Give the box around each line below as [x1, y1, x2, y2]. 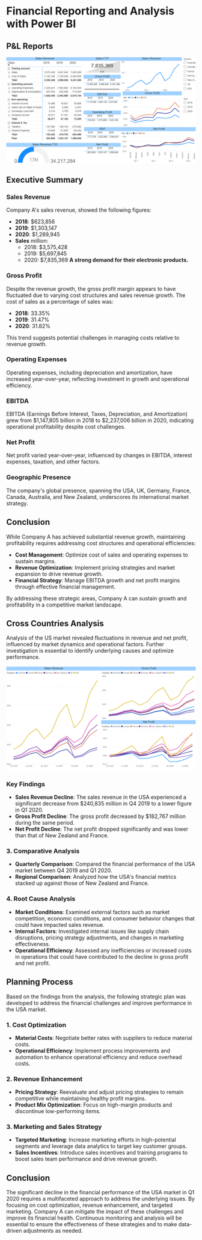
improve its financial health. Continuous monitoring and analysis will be [6, 1214, 182, 1221]
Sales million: [14, 237, 49, 245]
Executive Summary [6, 174, 84, 185]
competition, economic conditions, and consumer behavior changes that [14, 915, 195, 922]
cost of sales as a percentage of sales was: [6, 298, 114, 305]
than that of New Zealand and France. [14, 832, 109, 839]
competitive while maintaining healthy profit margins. [14, 1095, 147, 1102]
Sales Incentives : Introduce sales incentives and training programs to [14, 1149, 188, 1156]
